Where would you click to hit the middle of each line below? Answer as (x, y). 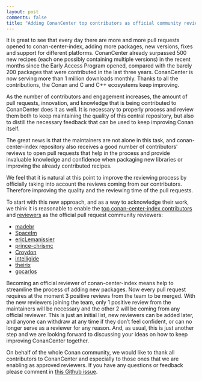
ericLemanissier (35, 239)
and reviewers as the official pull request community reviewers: (85, 215)
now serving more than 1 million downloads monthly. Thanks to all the (92, 78)
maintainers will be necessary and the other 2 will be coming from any (93, 309)
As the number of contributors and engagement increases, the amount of (97, 96)
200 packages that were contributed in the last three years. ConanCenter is (100, 72)
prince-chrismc (34, 246)
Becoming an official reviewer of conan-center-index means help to (90, 283)
